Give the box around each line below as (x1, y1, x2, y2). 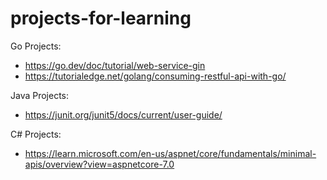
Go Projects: (10, 40, 62, 52)
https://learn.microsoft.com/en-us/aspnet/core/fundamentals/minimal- (24, 147, 317, 159)
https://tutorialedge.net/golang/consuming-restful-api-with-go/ (24, 70, 287, 82)
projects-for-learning (10, 7, 192, 30)
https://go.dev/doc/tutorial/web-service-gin (24, 59, 206, 71)
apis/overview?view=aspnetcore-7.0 (24, 158, 175, 170)
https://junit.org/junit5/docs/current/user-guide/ (24, 108, 223, 121)
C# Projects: (10, 128, 62, 140)
